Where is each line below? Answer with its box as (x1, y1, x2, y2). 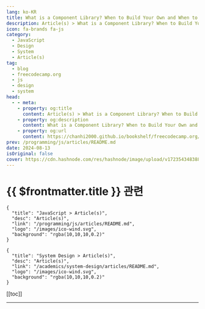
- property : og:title (17, 105, 72, 112)
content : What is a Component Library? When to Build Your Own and (22, 123, 198, 129)
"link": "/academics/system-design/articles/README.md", (12, 263, 160, 270)
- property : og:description (17, 116, 88, 123)
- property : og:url (17, 128, 67, 134)
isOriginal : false (6, 151, 53, 157)
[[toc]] (6, 290, 23, 297)
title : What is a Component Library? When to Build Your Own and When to (6, 15, 198, 21)
